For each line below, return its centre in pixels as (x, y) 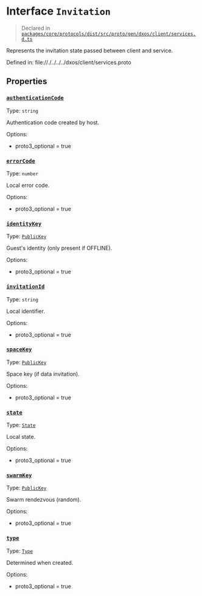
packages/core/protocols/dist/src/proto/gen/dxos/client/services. (108, 34)
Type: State (21, 425)
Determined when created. (40, 563)
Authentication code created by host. (53, 122)
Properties (27, 81)
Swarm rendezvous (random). (44, 500)
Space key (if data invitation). (43, 374)
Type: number (22, 173)
